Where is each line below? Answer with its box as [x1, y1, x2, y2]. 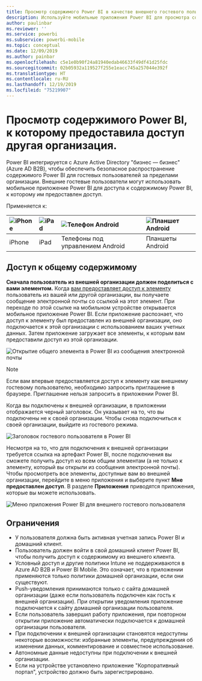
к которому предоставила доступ [6, 126, 185, 140]
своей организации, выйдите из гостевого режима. [6, 421, 138, 428]
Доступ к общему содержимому [6, 263, 137, 273]
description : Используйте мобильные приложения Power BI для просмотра [6, 14, 189, 20]
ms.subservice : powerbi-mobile [6, 37, 85, 43]
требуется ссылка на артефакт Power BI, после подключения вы [6, 450, 173, 458]
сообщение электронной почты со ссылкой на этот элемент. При [6, 297, 175, 305]
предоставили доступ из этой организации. [6, 335, 118, 343]
